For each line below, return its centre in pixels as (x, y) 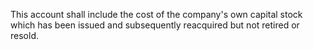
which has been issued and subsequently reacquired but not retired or (155, 25)
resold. (24, 35)
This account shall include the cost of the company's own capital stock (156, 14)
